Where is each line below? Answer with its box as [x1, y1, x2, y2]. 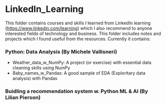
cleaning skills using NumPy [12, 65, 71, 71]
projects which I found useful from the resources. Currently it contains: [5, 36, 151, 42]
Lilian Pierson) [5, 94, 41, 101]
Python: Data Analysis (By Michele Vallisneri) [5, 48, 117, 55]
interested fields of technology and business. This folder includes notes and [5, 30, 161, 36]
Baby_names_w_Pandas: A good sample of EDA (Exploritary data [12, 70, 146, 76]
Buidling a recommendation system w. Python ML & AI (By [5, 88, 149, 95]
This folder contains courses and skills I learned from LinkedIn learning [5, 20, 151, 26]
